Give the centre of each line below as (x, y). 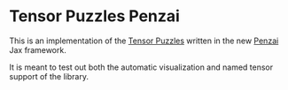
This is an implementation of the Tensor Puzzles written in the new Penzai (144, 41)
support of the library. (49, 76)
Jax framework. (38, 49)
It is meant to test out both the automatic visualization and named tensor (141, 67)
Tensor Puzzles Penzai (94, 16)
